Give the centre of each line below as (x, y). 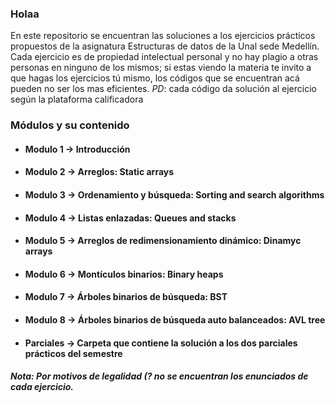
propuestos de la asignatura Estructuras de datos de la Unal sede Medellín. (165, 46)
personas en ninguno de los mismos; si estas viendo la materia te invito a (161, 68)
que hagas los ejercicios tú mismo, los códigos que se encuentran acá (155, 78)
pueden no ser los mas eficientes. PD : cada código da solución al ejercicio (163, 89)
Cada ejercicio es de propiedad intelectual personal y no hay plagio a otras (164, 57)
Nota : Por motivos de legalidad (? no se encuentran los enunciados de (159, 376)
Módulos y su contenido (70, 125)
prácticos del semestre (73, 353)
